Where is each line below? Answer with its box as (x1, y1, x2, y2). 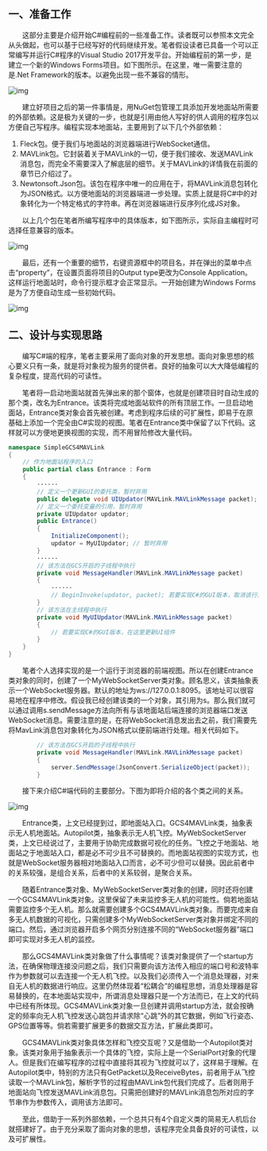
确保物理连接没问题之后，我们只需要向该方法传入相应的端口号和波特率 (29, 961, 259, 971)
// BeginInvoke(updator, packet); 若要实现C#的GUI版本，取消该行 (50, 591, 257, 599)
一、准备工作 (8, 7, 72, 21)
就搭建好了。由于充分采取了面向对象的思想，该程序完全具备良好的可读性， (8, 1124, 252, 1134)
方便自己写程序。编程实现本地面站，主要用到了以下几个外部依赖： (8, 122, 224, 131)
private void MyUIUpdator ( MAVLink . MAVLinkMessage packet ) (37, 613, 233, 622)
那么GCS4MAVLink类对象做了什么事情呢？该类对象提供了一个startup (21, 951, 247, 961)
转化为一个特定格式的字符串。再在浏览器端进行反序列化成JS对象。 (26, 198, 245, 208)
